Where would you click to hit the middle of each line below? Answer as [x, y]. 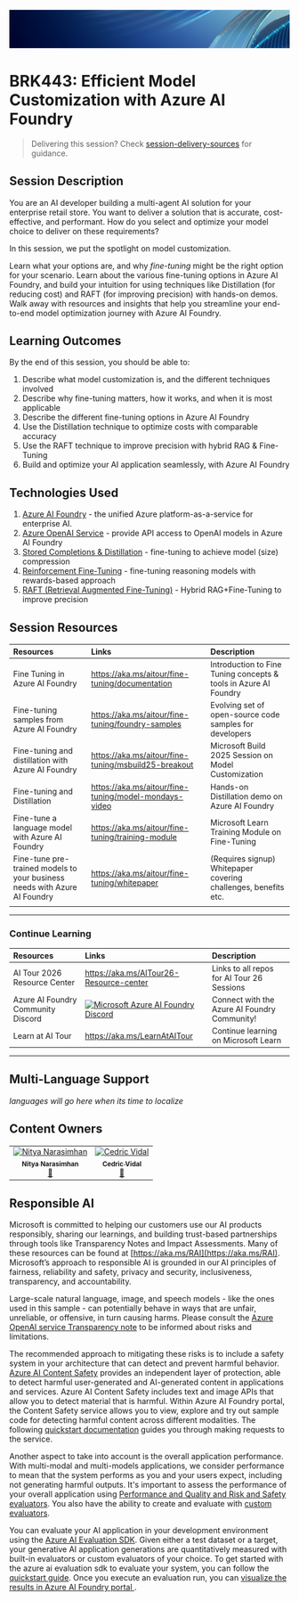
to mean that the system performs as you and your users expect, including [146, 1475]
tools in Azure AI [240, 683]
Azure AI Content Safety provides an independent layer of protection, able [145, 1373]
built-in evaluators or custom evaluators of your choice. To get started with [146, 1559]
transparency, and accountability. [70, 1282]
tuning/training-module [134, 837]
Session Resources [64, 628]
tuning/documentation [132, 683]
